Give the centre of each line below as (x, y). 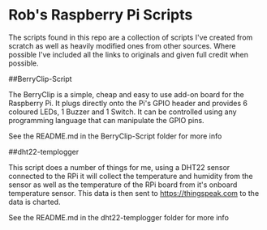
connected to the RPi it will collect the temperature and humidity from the (131, 176)
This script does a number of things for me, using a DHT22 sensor (119, 167)
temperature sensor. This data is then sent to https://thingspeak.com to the (134, 193)
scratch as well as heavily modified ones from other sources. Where (122, 45)
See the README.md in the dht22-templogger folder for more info (119, 217)
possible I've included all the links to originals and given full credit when (129, 54)
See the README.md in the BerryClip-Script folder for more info (115, 136)
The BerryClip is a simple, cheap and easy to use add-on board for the (127, 94)
